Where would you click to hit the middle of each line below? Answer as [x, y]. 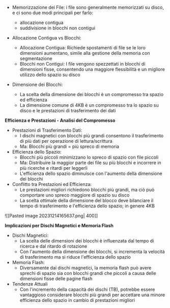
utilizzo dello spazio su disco [50, 75]
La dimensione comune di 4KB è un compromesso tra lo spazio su [89, 105]
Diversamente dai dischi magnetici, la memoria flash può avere [86, 268]
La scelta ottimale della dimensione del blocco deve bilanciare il [87, 201]
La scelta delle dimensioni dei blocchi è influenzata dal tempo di [87, 241]
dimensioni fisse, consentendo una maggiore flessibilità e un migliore [92, 69]
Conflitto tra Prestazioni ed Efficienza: [52, 184]
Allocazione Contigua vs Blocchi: [47, 38]
